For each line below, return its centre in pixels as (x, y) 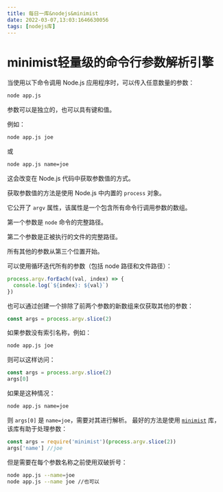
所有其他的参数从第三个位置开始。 (55, 251)
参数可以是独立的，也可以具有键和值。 (61, 110)
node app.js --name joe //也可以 (53, 482)
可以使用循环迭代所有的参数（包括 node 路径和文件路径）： (90, 266)
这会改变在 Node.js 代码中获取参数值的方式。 (71, 178)
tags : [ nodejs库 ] (32, 26)
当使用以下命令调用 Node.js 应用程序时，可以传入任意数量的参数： (101, 82)
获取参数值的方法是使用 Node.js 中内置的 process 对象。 (86, 192)
